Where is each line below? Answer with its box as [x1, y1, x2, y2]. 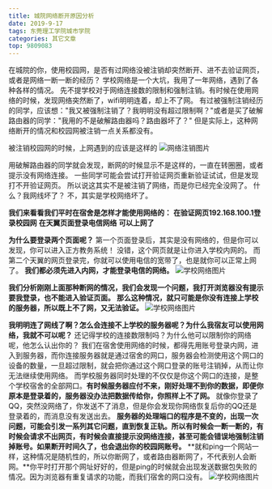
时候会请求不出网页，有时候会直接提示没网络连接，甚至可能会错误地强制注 [8, 432, 257, 441]
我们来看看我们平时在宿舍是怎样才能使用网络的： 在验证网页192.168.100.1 [8, 208, 254, 218]
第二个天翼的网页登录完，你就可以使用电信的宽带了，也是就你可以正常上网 [8, 256, 257, 266]
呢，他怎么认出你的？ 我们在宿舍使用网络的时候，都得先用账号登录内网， [8, 341, 252, 351]
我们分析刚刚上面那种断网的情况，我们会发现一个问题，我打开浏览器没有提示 [8, 283, 264, 292]
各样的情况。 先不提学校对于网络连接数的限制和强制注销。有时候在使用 [15, 86, 252, 96]
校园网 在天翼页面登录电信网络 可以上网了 [15, 218, 155, 227]
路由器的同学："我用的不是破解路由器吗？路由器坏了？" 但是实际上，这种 [8, 116, 251, 125]
